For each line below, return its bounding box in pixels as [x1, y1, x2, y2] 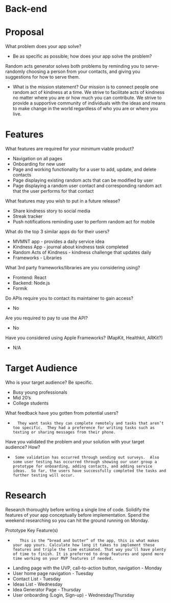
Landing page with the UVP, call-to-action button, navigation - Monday [12, 565, 162, 571]
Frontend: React [12, 274, 47, 281]
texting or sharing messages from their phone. [12, 430, 116, 435]
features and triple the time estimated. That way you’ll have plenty [12, 547, 166, 552]
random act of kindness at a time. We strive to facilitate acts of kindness [12, 89, 165, 95]
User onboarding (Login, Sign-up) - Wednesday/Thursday [12, 592, 135, 598]
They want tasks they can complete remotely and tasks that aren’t [17, 421, 164, 426]
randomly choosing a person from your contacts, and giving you [5, 68, 140, 74]
